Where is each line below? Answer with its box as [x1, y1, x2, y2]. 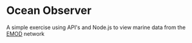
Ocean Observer [6, 4, 92, 18]
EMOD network [6, 30, 44, 37]
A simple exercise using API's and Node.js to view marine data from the [6, 24, 186, 31]
